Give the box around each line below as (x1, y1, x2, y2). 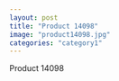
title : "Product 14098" (9, 22, 99, 31)
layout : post (9, 13, 59, 22)
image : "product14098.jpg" (9, 30, 111, 39)
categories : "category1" (9, 38, 103, 48)
